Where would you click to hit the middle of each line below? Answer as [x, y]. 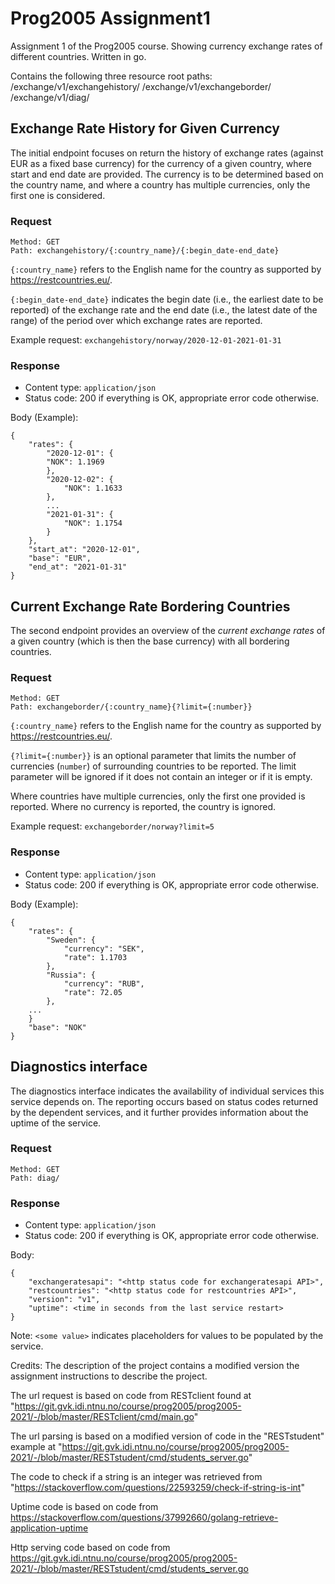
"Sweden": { [71, 940]
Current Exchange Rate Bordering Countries [150, 606]
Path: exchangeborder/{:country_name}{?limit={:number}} [131, 707]
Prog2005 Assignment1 [110, 18]
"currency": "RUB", [104, 983]
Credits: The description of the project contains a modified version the [155, 1366]
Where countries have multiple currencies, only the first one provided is [158, 796]
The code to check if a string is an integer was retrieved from [136, 1477]
